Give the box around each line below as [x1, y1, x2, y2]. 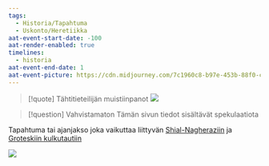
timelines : [8, 49, 45, 57]
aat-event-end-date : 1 [8, 64, 84, 72]
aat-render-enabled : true [8, 41, 94, 49]
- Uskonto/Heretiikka [15, 26, 88, 34]
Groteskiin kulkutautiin [8, 133, 82, 143]
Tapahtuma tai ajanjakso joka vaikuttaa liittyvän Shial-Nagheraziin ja [8, 125, 232, 134]
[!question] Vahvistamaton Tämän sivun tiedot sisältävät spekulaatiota [27, 109, 259, 119]
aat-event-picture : [8, 71, 74, 79]
